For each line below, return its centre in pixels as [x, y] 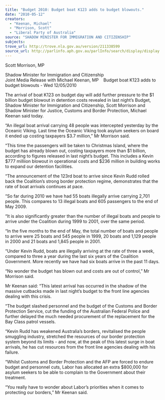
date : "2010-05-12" [25, 14]
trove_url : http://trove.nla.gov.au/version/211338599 [63, 46]
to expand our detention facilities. [39, 166]
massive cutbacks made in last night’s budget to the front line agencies [77, 291]
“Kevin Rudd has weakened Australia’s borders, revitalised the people [76, 331]
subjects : [15, 42]
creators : [15, 19]
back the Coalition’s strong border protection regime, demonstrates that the [82, 181]
